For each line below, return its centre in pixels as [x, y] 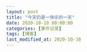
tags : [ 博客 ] [21, 34]
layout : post [22, 12]
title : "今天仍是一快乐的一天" [41, 17]
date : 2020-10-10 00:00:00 [40, 23]
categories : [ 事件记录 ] [34, 28]
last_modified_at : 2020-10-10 [44, 39]
